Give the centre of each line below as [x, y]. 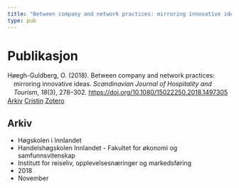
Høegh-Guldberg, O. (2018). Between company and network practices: [111, 75]
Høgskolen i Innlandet [49, 140]
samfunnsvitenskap [47, 155]
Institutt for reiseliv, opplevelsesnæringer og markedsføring [105, 163]
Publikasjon [43, 56]
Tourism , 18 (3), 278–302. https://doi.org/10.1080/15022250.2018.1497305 [121, 93]
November [33, 178]
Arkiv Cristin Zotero [36, 101]
